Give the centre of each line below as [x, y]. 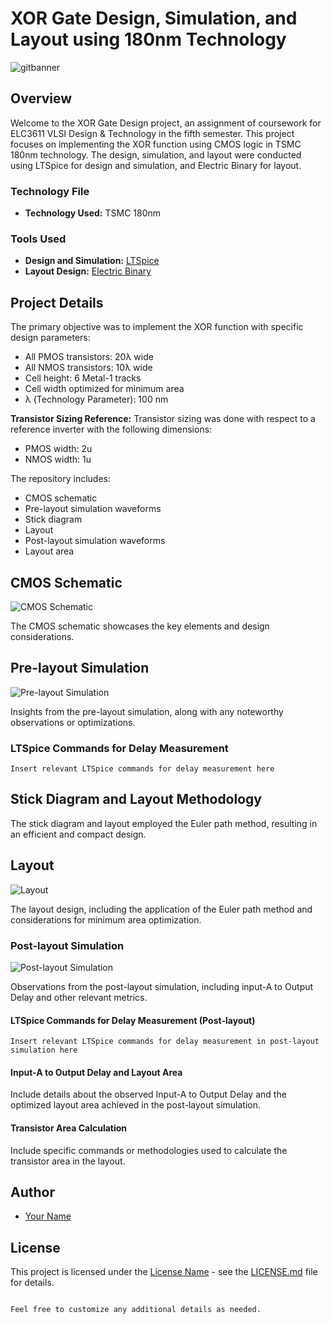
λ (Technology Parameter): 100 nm [96, 399]
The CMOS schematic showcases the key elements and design [140, 626]
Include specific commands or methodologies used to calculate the [149, 1150]
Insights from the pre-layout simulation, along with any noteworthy [147, 711]
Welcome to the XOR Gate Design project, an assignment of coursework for [166, 123]
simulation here [44, 1050]
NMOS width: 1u [58, 459]
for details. [32, 1283]
